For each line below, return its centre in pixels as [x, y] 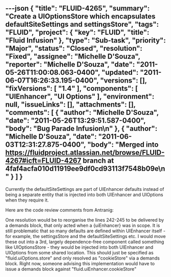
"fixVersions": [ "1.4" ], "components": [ [72, 88]
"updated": [120, 73]
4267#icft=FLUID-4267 [43, 161]
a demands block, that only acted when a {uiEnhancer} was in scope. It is [83, 225]
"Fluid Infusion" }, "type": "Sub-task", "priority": [86, 41]
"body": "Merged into [123, 145]
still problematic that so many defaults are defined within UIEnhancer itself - [85, 231]
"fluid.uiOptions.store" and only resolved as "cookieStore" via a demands [83, 258]
